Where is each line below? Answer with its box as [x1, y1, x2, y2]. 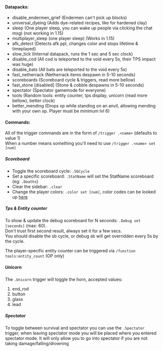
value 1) [5, 135, 21, 141]
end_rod [12, 286, 29, 292]
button [12, 291, 26, 297]
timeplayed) [12, 46, 36, 52]
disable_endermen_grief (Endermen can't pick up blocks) [12, 15, 127, 21]
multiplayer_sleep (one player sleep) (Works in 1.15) [12, 36, 115, 41]
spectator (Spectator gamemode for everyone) [12, 87, 106, 93]
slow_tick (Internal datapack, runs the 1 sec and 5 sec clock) [12, 51, 133, 57]
